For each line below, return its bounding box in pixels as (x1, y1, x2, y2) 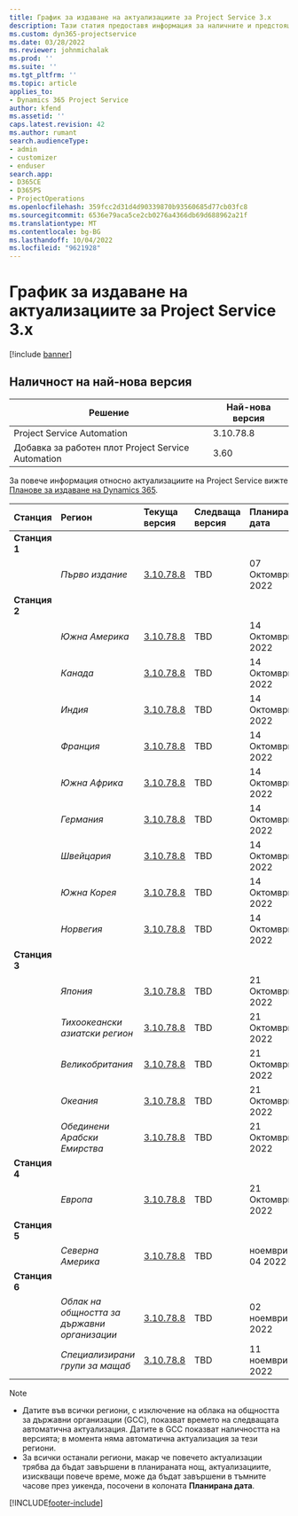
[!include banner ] (9, 349, 73, 360)
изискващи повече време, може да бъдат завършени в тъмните (21, 1471, 267, 1481)
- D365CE (9, 178, 42, 187)
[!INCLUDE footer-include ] (9, 1497, 104, 1508)
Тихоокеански (60, 1016, 122, 1028)
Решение (88, 406, 129, 418)
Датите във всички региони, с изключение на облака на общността (21, 1404, 280, 1415)
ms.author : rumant (9, 129, 77, 137)
